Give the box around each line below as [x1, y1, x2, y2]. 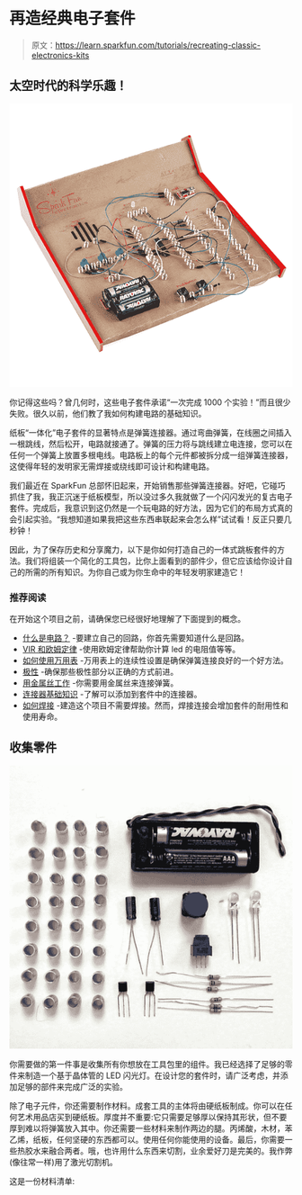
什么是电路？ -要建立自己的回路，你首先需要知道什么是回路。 [22, 633, 250, 643]
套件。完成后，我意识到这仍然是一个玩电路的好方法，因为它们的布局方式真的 [9, 502, 293, 513]
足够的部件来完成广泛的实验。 [16, 1081, 128, 1092]
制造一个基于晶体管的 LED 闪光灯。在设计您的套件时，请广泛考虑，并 [24, 1070, 281, 1081]
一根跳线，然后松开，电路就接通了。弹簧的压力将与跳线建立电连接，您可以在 [9, 438, 293, 449]
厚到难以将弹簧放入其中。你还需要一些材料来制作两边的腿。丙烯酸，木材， [9, 1122, 285, 1134]
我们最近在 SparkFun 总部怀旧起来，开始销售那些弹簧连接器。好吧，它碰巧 [9, 480, 286, 490]
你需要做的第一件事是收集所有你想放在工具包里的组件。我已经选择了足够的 [9, 1058, 285, 1069]
